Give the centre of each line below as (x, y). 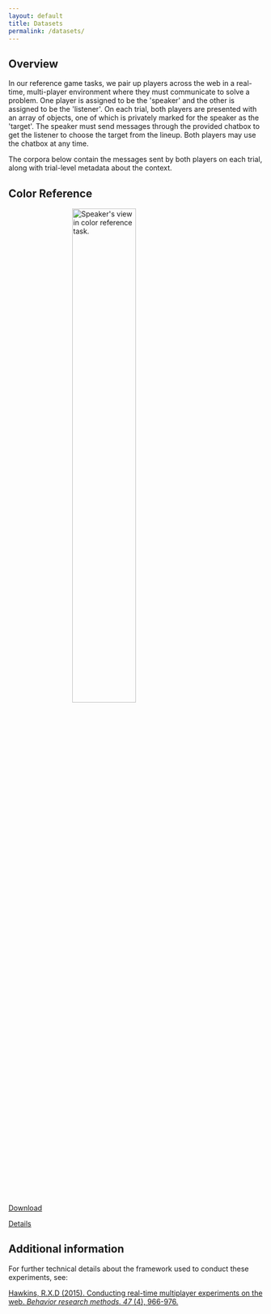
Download (25, 1208)
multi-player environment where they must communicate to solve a (138, 92)
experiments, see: (38, 1277)
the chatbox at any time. (49, 143)
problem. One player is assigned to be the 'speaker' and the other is (121, 101)
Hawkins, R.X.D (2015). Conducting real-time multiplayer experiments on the (135, 1293)
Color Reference (51, 193)
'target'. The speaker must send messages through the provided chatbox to (134, 126)
